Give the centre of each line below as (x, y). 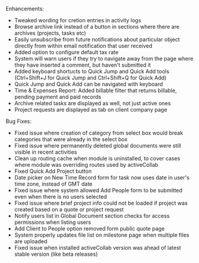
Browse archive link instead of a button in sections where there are (97, 27)
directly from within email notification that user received (83, 46)
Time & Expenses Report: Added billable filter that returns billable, (96, 90)
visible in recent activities (46, 152)
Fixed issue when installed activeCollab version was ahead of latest (97, 248)
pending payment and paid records (58, 97)
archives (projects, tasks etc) (50, 33)
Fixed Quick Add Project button (53, 171)
